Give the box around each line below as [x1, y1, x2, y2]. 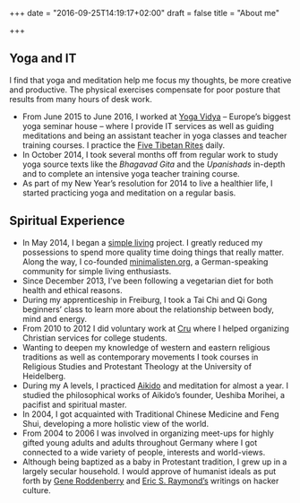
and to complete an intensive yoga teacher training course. [21, 168, 240, 178]
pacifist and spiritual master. [21, 399, 127, 410]
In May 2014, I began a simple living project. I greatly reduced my [21, 237, 263, 247]
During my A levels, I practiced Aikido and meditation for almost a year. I [21, 380, 289, 391]
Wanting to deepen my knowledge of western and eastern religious [21, 342, 270, 352]
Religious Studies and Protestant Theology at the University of [21, 360, 253, 371]
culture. [21, 484, 51, 496]
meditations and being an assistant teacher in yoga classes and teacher [21, 130, 287, 141]
